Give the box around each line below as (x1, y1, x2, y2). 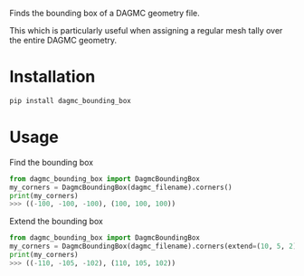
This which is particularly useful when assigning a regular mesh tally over (9, 25, 283, 35)
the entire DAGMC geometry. (9, 35, 118, 45)
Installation (9, 67, 96, 87)
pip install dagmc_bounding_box (9, 96, 131, 105)
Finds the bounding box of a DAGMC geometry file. (9, 8, 201, 18)
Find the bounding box (9, 157, 93, 167)
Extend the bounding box (9, 216, 104, 227)
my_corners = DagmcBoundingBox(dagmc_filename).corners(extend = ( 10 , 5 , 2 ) (9, 242, 298, 252)
